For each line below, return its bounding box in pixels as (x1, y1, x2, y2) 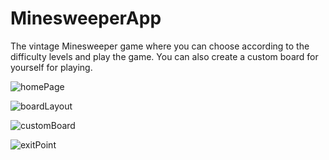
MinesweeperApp (10, 7, 162, 30)
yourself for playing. (10, 61, 93, 73)
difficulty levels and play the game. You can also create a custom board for (10, 50, 319, 62)
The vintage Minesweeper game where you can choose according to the (10, 40, 310, 52)
